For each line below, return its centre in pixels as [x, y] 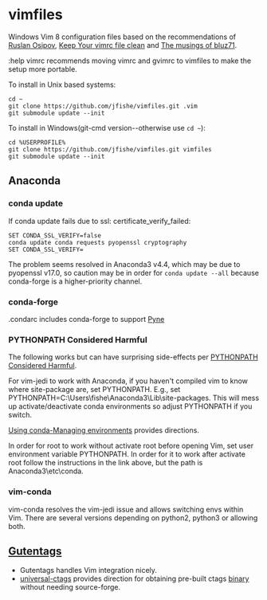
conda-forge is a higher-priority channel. [75, 281]
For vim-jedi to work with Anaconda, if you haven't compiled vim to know [128, 381]
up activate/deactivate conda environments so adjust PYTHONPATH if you [130, 406]
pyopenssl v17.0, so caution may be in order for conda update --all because [133, 273]
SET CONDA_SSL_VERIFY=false [55, 235]
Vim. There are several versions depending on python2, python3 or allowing [133, 518]
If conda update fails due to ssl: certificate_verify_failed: [100, 221]
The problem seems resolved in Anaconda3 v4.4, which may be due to [124, 264]
